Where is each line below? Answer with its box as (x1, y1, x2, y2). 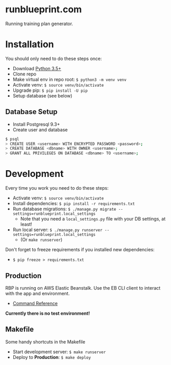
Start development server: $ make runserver (12, 349, 106, 355)
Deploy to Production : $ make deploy (12, 354, 91, 360)
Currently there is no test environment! (5, 310, 90, 316)
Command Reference (12, 300, 58, 306)
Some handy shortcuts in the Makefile (5, 338, 85, 344)
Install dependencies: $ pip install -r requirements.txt (12, 200, 135, 207)
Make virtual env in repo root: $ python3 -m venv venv (12, 76, 127, 83)
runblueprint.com (5, 4, 82, 15)
